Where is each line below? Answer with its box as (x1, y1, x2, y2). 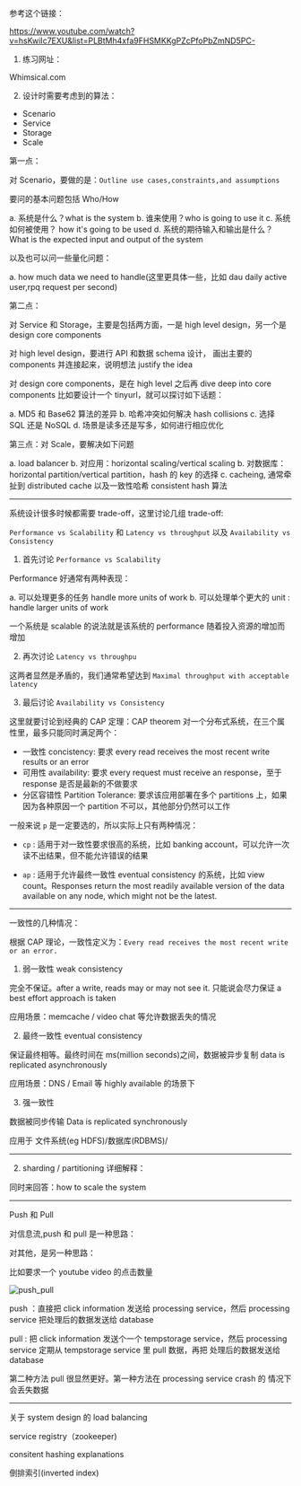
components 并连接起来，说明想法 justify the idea (9, 359, 193, 370)
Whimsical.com (9, 72, 66, 83)
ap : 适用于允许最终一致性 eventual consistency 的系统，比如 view (21, 869, 265, 880)
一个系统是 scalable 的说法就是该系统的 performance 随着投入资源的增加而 (9, 620, 285, 631)
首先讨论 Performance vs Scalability (21, 554, 161, 564)
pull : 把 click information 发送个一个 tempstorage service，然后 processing (9, 1333, 288, 1344)
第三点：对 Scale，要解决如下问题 (9, 439, 134, 449)
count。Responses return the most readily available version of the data (21, 881, 285, 891)
